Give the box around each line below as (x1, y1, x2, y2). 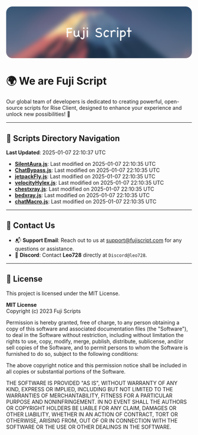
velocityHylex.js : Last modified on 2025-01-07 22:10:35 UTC (14, 179, 164, 187)
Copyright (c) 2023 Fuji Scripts (6, 308, 81, 315)
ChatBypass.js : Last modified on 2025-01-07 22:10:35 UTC (14, 166, 160, 174)
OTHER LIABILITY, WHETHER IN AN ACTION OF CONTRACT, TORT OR (6, 411, 178, 418)
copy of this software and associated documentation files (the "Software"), (6, 325, 189, 332)
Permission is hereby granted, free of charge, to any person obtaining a (6, 319, 180, 326)
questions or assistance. (14, 245, 75, 252)
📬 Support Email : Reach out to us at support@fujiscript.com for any (14, 237, 182, 244)
